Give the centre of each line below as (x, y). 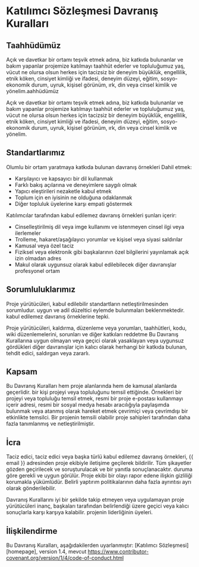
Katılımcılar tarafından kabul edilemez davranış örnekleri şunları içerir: (91, 215)
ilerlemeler (28, 233)
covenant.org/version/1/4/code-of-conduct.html (65, 558)
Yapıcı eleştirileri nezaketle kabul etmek (63, 191)
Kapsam (22, 372)
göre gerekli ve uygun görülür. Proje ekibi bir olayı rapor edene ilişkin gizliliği (99, 476)
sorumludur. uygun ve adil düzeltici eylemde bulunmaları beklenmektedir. (96, 310)
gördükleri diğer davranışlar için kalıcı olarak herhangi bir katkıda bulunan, (97, 347)
